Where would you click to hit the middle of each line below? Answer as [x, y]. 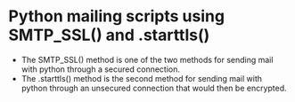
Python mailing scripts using [116, 16]
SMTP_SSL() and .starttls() [109, 35]
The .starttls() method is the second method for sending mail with [142, 78]
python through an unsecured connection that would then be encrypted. [154, 88]
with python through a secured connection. [100, 69]
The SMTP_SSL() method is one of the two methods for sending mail [147, 59]
